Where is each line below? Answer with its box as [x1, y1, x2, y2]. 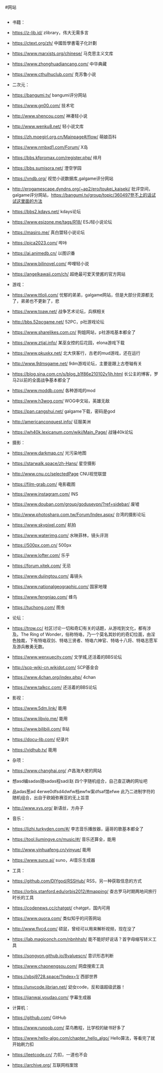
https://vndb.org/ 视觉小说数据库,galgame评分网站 [12, 175, 114, 181]
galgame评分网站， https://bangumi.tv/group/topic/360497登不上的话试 [12, 192, 156, 198]
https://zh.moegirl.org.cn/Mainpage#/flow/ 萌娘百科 [12, 134, 117, 140]
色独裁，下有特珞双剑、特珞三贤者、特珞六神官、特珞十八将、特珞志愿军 [12, 638, 158, 644]
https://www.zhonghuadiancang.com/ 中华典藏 [12, 61, 107, 67]
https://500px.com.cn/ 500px [12, 542, 72, 548]
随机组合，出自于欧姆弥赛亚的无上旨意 [12, 795, 89, 800]
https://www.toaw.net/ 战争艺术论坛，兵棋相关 [12, 308, 105, 315]
